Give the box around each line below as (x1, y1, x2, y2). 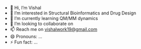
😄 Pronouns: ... (10, 33, 43, 39)
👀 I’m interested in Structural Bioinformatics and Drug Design (10, 10, 136, 16)
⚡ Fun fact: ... (10, 39, 38, 45)
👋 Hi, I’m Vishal (10, 5, 41, 10)
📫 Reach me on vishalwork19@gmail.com (10, 26, 97, 32)
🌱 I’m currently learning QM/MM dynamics (10, 15, 98, 21)
